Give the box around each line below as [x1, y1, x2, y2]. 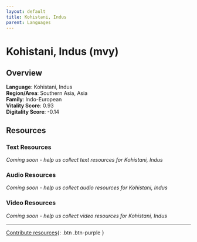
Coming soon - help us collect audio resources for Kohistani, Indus [6, 184, 168, 191]
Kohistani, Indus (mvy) [6, 45, 119, 58]
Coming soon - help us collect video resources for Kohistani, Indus [6, 212, 168, 219]
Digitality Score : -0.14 [6, 108, 60, 115]
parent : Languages [6, 19, 51, 25]
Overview [6, 68, 43, 78]
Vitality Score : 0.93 [6, 102, 54, 109]
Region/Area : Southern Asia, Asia [6, 90, 88, 97]
